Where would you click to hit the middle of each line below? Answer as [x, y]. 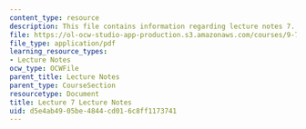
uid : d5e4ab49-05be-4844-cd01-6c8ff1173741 [93, 111]
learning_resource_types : [58, 52]
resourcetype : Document [55, 94]
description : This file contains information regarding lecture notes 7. [153, 26]
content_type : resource [55, 18]
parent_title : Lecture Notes [65, 77]
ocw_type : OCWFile [44, 69]
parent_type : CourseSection [63, 85]
